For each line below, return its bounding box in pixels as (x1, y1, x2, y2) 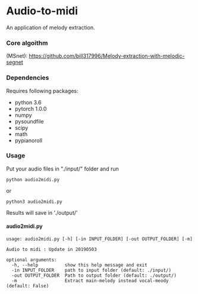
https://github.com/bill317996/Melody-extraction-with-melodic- (29, 52, 186, 60)
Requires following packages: (6, 87, 78, 94)
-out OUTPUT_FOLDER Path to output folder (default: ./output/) (11, 273, 177, 278)
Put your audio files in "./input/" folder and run (6, 165, 119, 172)
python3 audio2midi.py (6, 199, 62, 205)
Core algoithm (6, 39, 48, 47)
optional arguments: (6, 257, 58, 263)
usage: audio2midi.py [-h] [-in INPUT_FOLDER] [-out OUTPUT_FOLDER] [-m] (6, 236, 193, 242)
